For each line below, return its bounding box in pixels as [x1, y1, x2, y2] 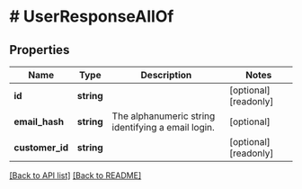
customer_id [13, 141, 69, 154]
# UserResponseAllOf [9, 6, 174, 27]
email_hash [13, 115, 65, 128]
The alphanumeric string [111, 110, 216, 122]
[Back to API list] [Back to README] [9, 170, 142, 181]
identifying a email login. [111, 121, 216, 133]
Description [140, 69, 192, 81]
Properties [9, 42, 70, 58]
